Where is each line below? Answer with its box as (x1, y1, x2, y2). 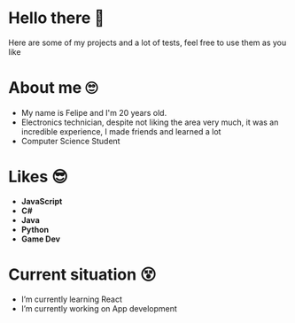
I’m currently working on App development (20, 303, 178, 313)
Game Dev (20, 234, 61, 244)
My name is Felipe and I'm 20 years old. (20, 107, 167, 118)
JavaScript (20, 196, 63, 206)
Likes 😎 (8, 167, 68, 187)
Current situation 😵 (8, 265, 157, 284)
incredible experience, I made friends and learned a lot (20, 126, 221, 136)
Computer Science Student (20, 135, 120, 146)
